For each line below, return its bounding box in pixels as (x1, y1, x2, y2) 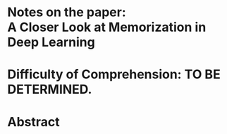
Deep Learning (7, 35, 95, 50)
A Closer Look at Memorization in (7, 19, 207, 35)
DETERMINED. (7, 82, 92, 97)
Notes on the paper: (7, 4, 127, 20)
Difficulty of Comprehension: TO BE (7, 66, 221, 83)
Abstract (7, 114, 60, 130)
